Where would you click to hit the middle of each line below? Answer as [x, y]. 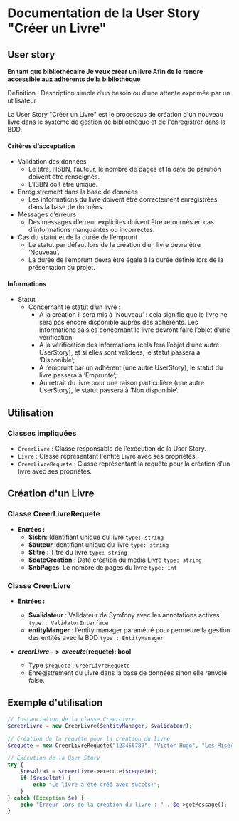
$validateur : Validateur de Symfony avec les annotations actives [124, 615]
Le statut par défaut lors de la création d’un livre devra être [115, 245]
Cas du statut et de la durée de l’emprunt [78, 237]
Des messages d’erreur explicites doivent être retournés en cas [121, 222]
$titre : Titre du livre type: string [78, 552]
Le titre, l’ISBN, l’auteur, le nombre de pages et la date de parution [125, 169]
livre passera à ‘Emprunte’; [78, 375]
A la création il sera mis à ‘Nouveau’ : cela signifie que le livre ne [133, 315]
